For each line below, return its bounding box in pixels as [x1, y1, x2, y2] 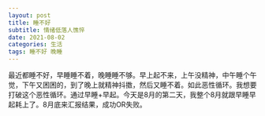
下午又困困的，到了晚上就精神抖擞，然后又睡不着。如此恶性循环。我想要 [21, 80, 257, 89]
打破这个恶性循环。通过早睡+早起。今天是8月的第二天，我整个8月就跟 [8, 90, 236, 99]
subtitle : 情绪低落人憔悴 [8, 26, 85, 34]
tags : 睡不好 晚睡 [8, 48, 63, 56]
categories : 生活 [8, 41, 63, 49]
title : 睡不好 [8, 19, 51, 27]
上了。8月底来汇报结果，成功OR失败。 [21, 100, 147, 109]
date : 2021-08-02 [8, 33, 65, 42]
